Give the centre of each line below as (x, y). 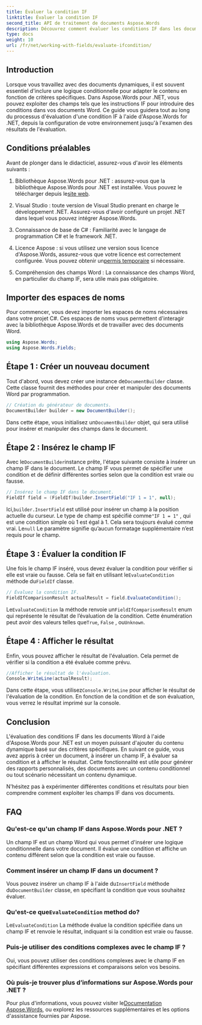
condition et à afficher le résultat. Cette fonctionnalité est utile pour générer (100, 762)
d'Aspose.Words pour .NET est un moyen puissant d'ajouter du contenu (95, 743)
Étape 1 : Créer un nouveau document (78, 367)
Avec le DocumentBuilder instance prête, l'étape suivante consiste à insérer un (101, 462)
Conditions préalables (48, 148)
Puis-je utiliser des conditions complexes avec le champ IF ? (96, 947)
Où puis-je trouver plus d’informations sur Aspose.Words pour (100, 982)
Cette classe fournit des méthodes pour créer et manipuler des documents (99, 387)
